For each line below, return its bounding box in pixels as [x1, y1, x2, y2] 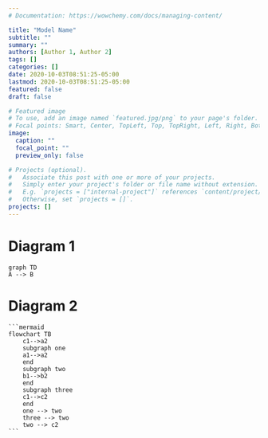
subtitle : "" [8, 33, 52, 41]
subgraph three [22, 385, 73, 394]
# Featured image [8, 107, 66, 115]
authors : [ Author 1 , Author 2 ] [8, 49, 112, 57]
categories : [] [8, 63, 59, 72]
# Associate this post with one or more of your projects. [8, 173, 216, 182]
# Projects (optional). [8, 166, 88, 174]
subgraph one [22, 344, 66, 352]
